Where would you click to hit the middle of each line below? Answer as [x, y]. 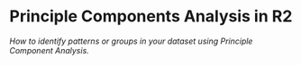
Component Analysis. [50, 50]
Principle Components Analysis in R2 [151, 16]
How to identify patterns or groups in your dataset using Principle [131, 41]
